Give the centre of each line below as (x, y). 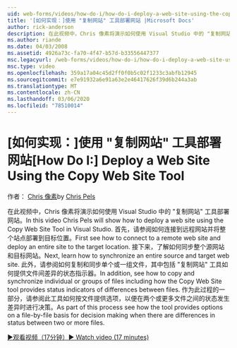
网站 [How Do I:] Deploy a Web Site (109, 161)
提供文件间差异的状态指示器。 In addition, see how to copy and (104, 273)
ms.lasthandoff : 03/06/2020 (49, 100)
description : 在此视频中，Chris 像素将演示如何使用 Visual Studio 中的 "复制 (114, 34)
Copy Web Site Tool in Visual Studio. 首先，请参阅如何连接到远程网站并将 (114, 229)
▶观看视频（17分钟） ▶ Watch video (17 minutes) (78, 337)
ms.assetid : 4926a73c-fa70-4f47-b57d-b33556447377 (83, 54)
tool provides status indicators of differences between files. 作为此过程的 (113, 289)
